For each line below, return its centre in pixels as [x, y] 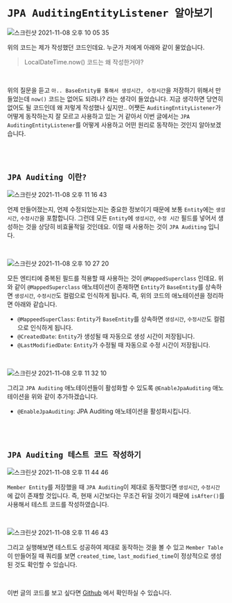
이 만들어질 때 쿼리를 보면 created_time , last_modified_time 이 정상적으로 [108, 556]
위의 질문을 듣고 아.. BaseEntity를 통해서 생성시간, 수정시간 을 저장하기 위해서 [110, 90]
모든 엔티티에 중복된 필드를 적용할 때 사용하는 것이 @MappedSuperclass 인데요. [112, 278]
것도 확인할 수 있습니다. [46, 564]
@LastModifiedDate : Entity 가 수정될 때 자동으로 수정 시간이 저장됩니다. [114, 344]
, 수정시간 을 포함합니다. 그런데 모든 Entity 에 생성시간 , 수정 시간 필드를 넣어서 [116, 218]
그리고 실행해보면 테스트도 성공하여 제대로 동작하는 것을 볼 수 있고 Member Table [115, 547]
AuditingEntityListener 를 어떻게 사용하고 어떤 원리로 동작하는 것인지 [102, 125]
